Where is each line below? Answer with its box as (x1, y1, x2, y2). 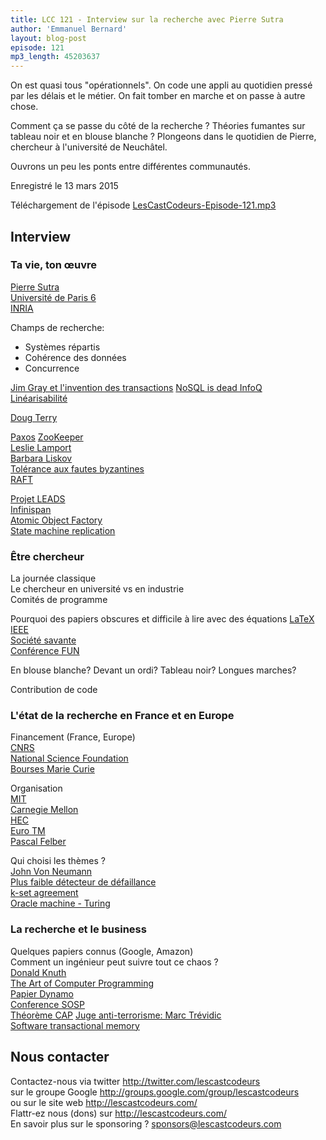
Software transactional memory (10, 1019, 140, 1031)
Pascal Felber (10, 836, 67, 848)
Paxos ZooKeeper (10, 431, 84, 443)
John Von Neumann (10, 866, 93, 878)
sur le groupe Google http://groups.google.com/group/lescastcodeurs (10, 1086, 300, 1098)
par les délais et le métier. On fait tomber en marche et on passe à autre (10, 90, 306, 102)
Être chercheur (10, 549, 85, 563)
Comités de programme (10, 594, 108, 606)
